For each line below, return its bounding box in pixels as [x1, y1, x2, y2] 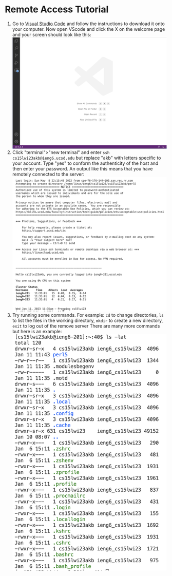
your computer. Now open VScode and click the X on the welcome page [12, 26, 165, 32]
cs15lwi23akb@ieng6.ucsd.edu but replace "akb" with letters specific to [12, 155, 161, 161]
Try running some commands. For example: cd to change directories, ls [12, 312, 164, 318]
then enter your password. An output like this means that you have [12, 166, 153, 172]
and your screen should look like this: [12, 31, 91, 37]
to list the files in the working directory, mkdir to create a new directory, [12, 317, 163, 324]
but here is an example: [12, 329, 62, 335]
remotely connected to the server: [12, 171, 85, 178]
